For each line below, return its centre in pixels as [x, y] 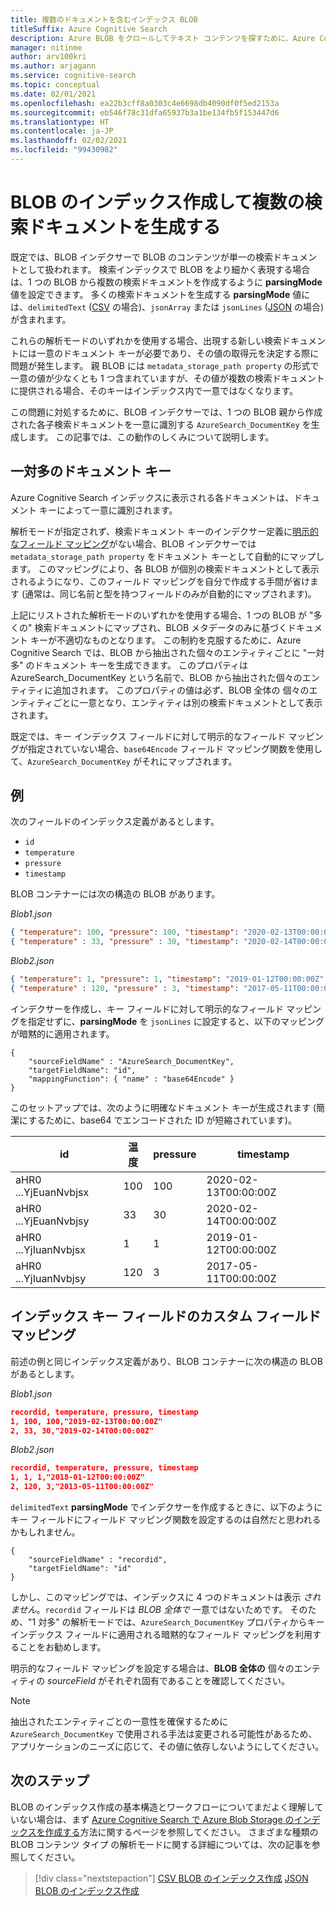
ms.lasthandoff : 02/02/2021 [69, 141]
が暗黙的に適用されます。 [62, 1033]
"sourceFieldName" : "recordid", [98, 1560]
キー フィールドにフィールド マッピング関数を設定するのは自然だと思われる [166, 1519]
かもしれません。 [45, 1532]
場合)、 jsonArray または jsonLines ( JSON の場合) [222, 307]
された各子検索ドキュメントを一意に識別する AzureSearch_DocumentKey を [161, 424]
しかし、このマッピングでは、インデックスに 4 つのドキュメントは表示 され [166, 1597]
